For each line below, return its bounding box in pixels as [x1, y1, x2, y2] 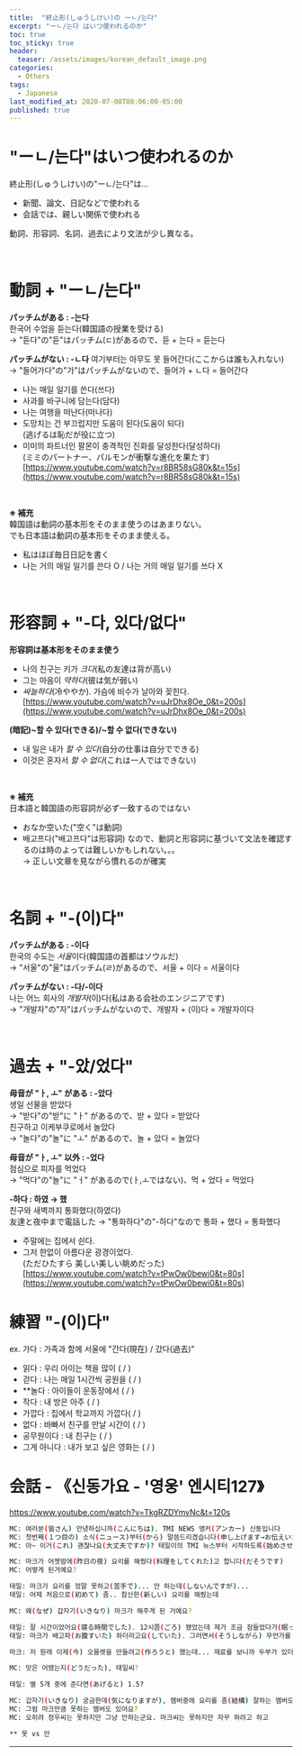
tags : [9, 80, 30, 89]
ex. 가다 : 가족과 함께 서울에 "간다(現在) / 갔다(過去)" [9, 1343, 195, 1354]
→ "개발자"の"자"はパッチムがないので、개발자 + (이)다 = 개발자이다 [9, 1004, 254, 1014]
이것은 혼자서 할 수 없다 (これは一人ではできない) [22, 755, 197, 766]
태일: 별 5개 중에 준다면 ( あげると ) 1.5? [9, 1680, 145, 1689]
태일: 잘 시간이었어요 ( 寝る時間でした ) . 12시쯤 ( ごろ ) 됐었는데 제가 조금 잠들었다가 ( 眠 [9, 1623, 289, 1632]
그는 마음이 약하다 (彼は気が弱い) [22, 675, 138, 686]
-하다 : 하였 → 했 [9, 1194, 67, 1204]
